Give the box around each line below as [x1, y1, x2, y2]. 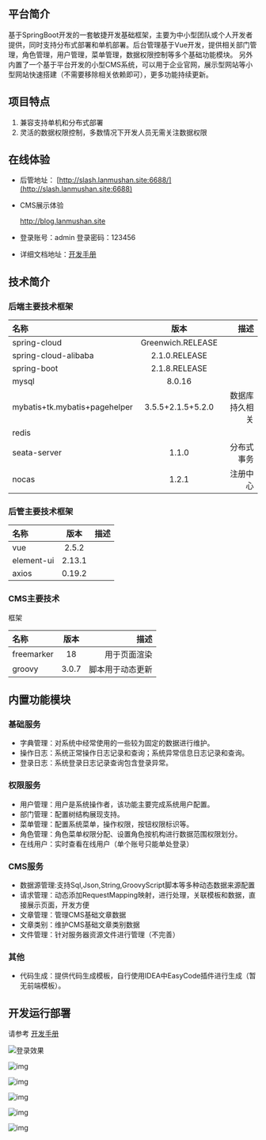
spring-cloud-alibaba [12, 350, 94, 361]
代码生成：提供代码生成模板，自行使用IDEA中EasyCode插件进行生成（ [19, 971, 249, 981]
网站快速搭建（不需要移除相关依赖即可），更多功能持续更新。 [14, 70, 213, 79]
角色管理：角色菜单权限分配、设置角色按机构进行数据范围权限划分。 [19, 829, 242, 838]
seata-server [12, 447, 62, 458]
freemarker [12, 648, 54, 659]
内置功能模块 [8, 693, 71, 707]
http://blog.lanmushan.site [19, 216, 106, 226]
